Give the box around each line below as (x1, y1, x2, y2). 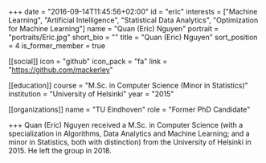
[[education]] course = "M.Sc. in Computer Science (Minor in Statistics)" (8, 80, 249, 90)
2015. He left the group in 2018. (8, 146, 113, 155)
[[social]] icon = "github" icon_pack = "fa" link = (8, 56, 168, 66)
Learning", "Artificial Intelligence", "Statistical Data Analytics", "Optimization (8, 15, 259, 25)
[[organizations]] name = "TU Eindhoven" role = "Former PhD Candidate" (8, 104, 251, 114)
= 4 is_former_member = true (8, 41, 106, 51)
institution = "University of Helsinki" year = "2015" (8, 89, 174, 99)
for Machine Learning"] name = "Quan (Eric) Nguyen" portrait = (8, 24, 219, 33)
